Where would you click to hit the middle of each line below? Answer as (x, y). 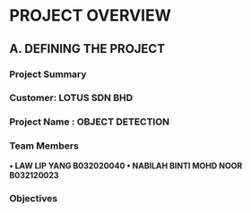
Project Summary (48, 74)
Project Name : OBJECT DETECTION (90, 122)
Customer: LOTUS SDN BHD (71, 98)
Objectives (34, 198)
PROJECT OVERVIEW (91, 16)
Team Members (44, 146)
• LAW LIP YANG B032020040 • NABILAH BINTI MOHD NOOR (126, 166)
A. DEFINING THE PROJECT (87, 49)
